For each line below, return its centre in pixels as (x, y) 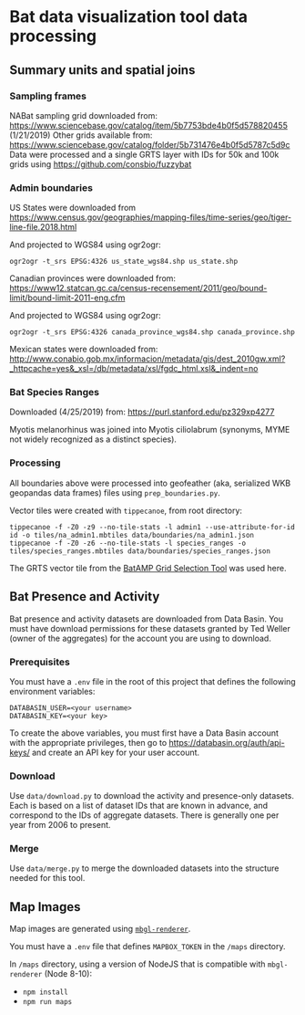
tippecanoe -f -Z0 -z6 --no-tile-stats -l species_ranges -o (128, 543)
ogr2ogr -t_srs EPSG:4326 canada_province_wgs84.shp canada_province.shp (152, 332)
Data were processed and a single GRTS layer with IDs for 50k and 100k (144, 154)
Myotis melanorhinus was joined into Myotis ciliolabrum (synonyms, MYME (150, 430)
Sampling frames (48, 96)
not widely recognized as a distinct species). (93, 439)
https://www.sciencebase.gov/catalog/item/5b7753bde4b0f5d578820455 (149, 125)
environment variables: (52, 691)
